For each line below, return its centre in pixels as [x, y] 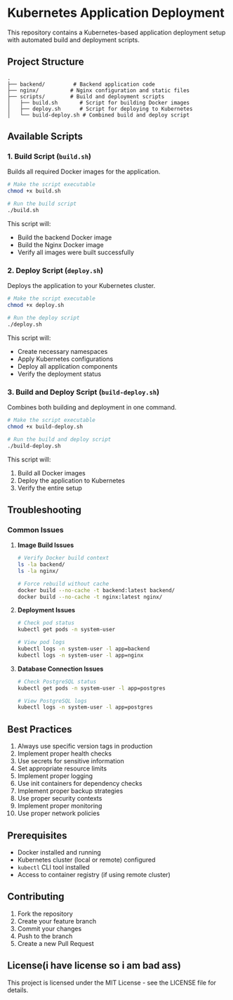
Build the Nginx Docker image [60, 244]
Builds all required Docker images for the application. [84, 172]
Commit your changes [49, 928]
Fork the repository [45, 914]
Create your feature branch [57, 921]
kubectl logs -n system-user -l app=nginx [80, 655]
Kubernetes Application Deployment [116, 13]
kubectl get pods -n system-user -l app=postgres [92, 688]
